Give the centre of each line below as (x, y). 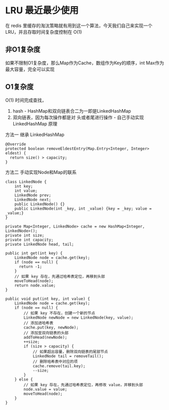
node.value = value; (45, 389)
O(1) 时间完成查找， (26, 100)
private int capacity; (29, 240)
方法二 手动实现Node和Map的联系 (41, 172)
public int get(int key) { (34, 253)
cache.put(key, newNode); (51, 327)
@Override (16, 144)
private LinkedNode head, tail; (40, 244)
